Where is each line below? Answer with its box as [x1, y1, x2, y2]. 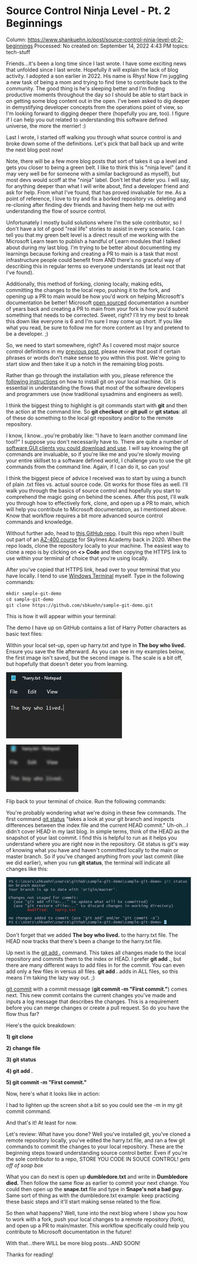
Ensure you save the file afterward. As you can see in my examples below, [6, 648, 185, 655]
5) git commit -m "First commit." [6, 1079, 87, 1086]
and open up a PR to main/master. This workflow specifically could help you [6, 1222, 189, 1229]
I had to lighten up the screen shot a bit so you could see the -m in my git [6, 1102, 183, 1109]
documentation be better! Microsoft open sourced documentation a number [6, 299, 189, 306]
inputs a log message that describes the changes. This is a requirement [6, 998, 179, 1005]
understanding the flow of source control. [6, 207, 107, 214]
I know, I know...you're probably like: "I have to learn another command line [6, 432, 188, 439]
